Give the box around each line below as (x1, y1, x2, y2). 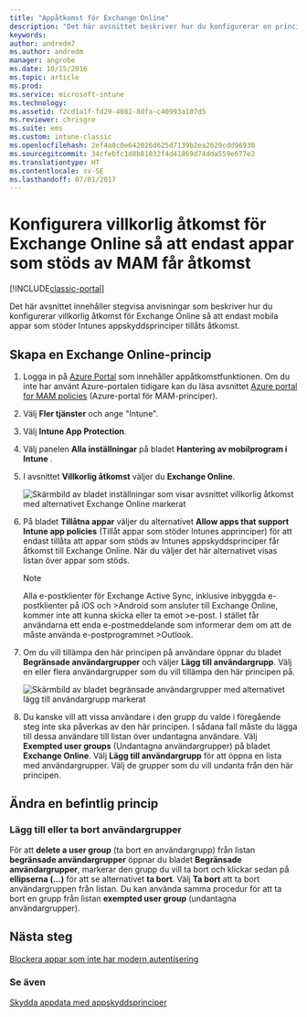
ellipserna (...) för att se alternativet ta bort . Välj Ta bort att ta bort (9, 874, 260, 885)
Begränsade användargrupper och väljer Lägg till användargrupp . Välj (22, 657, 292, 667)
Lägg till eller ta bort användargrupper (9, 823, 183, 836)
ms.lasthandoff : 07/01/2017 (9, 175, 117, 184)
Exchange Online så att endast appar (9, 234, 294, 254)
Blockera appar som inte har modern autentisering (9, 953, 199, 964)
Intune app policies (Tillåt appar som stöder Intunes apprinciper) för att (22, 526, 292, 536)
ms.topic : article (9, 73, 79, 82)
